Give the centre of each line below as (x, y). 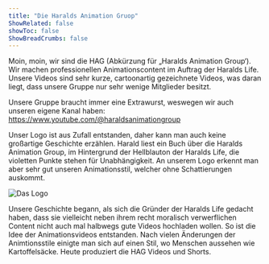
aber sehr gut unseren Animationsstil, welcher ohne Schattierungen (120, 169)
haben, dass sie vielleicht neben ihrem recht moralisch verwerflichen (122, 217)
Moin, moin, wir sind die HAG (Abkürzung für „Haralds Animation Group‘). (130, 61)
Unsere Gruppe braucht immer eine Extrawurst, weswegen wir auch (121, 102)
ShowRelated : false (41, 23)
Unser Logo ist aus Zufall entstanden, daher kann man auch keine (118, 135)
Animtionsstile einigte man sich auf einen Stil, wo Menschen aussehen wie (132, 243)
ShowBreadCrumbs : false (48, 38)
